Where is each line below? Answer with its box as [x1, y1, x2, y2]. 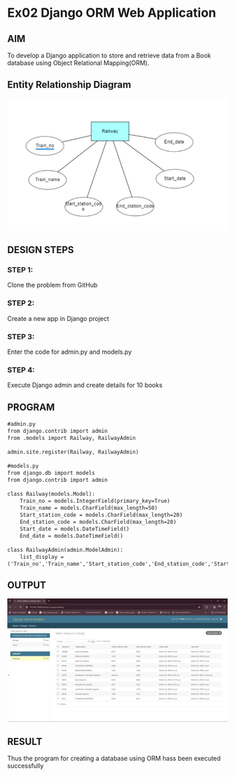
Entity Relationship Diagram [7, 79, 131, 91]
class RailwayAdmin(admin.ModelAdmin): [7, 547, 124, 554]
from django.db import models [7, 470, 96, 477]
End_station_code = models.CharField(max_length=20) [20, 519, 177, 526]
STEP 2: [7, 299, 35, 308]
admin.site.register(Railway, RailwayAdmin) [7, 449, 139, 456]
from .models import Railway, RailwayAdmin [7, 435, 136, 442]
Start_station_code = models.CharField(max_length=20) [20, 512, 183, 519]
